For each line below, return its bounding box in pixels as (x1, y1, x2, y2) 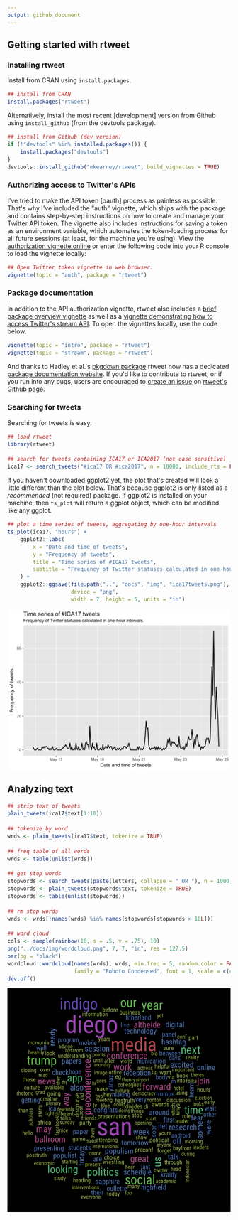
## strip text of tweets (7, 803, 81, 810)
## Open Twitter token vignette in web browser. (7, 264, 154, 271)
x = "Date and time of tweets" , (33, 543, 129, 550)
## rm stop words (7, 907, 59, 915)
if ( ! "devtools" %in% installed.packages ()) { (7, 141, 147, 148)
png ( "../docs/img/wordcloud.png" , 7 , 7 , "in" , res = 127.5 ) (7, 946, 189, 953)
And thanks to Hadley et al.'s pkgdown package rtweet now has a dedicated (7, 362, 229, 370)
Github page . (7, 385, 45, 393)
